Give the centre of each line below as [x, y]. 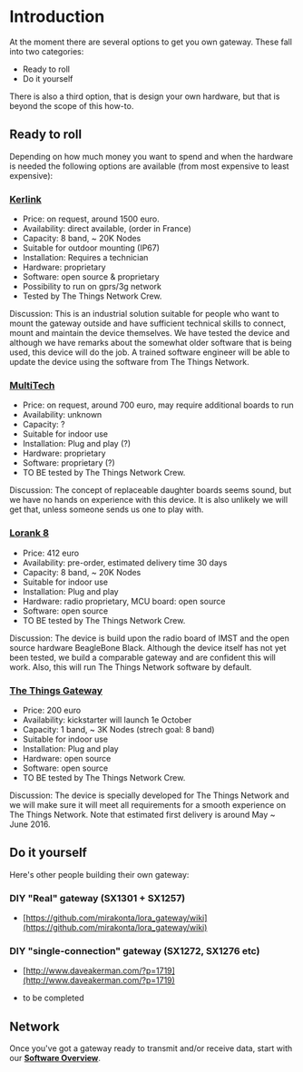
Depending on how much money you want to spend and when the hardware [151, 156]
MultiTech [32, 385]
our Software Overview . [55, 1058]
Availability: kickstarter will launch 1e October [107, 720]
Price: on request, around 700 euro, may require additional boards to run [158, 405]
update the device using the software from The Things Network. [129, 362]
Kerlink [26, 199]
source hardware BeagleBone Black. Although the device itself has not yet [148, 647]
